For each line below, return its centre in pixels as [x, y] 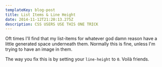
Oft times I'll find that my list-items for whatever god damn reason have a [81, 39]
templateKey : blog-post [30, 10]
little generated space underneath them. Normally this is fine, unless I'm [80, 44]
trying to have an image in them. [39, 49]
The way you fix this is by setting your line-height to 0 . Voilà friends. [77, 59]
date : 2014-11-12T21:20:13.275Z [39, 19]
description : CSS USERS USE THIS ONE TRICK [52, 24]
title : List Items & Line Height [40, 15]
